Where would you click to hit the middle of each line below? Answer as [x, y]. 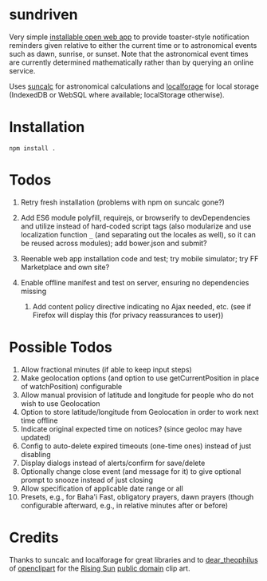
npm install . [33, 148]
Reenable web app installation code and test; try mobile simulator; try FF [139, 258]
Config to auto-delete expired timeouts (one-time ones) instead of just [136, 446]
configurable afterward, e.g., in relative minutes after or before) [124, 505]
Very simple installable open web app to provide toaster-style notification [129, 37]
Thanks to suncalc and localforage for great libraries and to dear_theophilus [133, 559]
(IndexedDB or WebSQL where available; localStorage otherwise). [117, 94]
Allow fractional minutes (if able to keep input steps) [106, 369]
